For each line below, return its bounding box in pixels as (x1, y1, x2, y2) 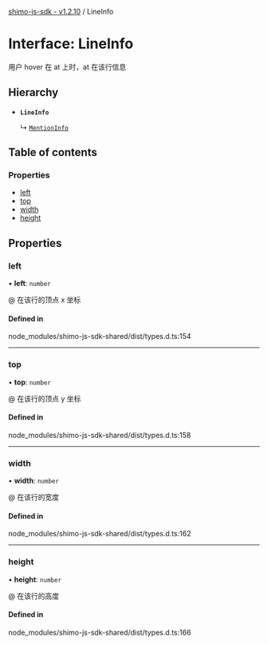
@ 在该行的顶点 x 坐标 (8, 295, 81, 305)
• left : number (8, 279, 52, 289)
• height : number (8, 575, 62, 584)
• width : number (8, 476, 60, 486)
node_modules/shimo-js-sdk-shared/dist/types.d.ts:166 (8, 627, 191, 637)
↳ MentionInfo (19, 122, 69, 132)
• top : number (8, 377, 52, 387)
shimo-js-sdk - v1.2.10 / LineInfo (8, 7, 114, 16)
